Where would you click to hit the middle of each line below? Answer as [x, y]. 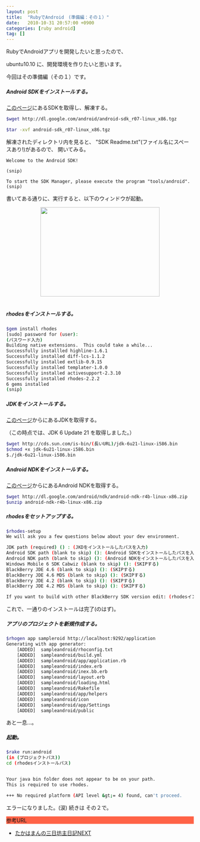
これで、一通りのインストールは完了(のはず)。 [62, 609]
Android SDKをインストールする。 [49, 91]
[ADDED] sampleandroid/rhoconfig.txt [65, 650]
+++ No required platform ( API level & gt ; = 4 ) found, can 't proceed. [94, 796]
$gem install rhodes [32, 329]
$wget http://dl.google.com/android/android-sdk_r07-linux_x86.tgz [92, 119]
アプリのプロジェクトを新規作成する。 [53, 623]
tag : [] [16, 34]
